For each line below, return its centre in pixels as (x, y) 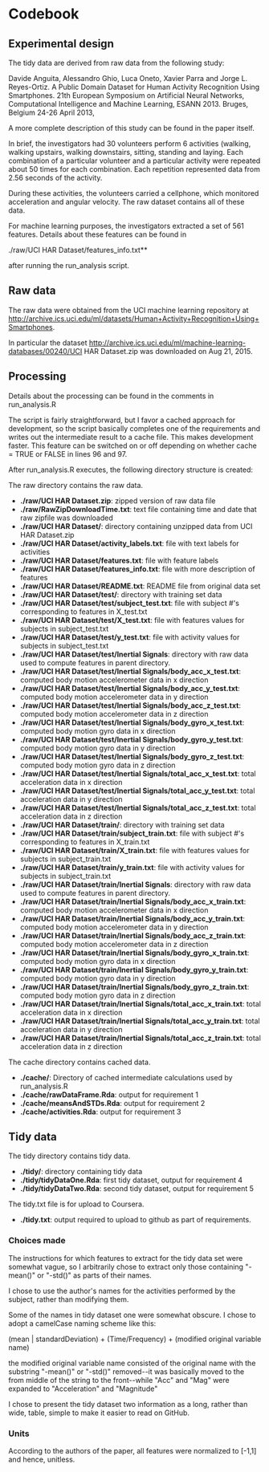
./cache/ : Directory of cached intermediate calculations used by (126, 1077)
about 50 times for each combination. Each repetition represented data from (134, 169)
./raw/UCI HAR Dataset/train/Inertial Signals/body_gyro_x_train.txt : (134, 953)
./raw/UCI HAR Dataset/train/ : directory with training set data (122, 824)
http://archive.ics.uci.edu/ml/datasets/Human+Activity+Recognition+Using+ (134, 319)
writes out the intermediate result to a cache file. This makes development (131, 437)
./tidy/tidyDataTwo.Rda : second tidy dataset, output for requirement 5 (137, 1189)
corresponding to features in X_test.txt (84, 612)
